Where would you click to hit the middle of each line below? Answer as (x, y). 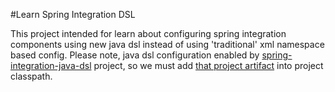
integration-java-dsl (51, 65)
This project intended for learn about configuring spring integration (148, 33)
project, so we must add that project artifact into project (208, 65)
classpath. (31, 76)
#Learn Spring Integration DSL (73, 14)
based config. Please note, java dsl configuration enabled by (135, 55)
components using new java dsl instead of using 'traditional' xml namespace (167, 44)
